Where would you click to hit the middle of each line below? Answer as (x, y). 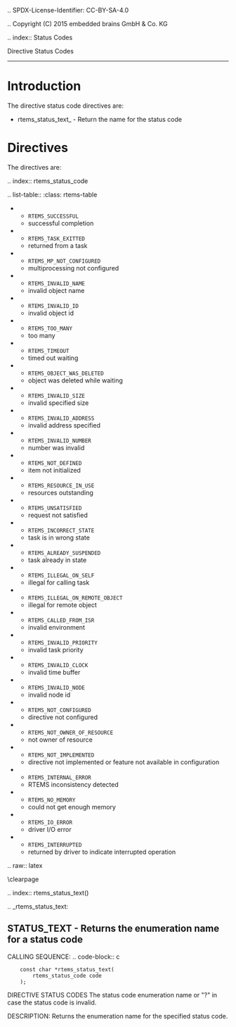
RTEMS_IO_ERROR (50, 822)
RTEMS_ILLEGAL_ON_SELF (61, 575)
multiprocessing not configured (73, 268)
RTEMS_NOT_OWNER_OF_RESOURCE (71, 733)
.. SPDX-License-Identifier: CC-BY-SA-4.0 (68, 10)
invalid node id (49, 695)
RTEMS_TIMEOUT (48, 351)
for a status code (45, 940)
